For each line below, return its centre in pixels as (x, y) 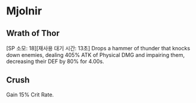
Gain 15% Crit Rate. (30, 95)
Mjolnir (24, 11)
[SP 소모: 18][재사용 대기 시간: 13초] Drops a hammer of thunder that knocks (98, 48)
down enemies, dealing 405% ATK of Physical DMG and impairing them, (95, 55)
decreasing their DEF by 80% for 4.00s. (55, 61)
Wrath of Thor (33, 33)
